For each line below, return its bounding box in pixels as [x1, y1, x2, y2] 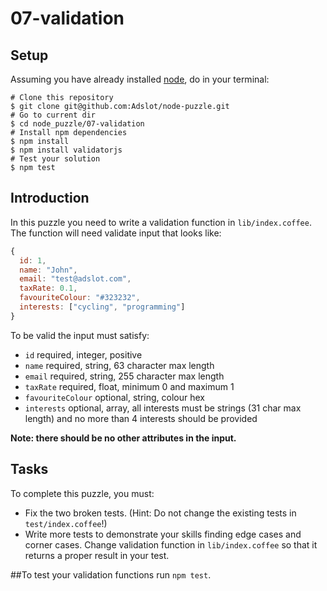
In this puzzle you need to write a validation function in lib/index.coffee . [10, 216, 312, 228]
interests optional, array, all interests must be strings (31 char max [24, 402, 302, 414]
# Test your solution [10, 154, 101, 164]
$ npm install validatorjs [10, 145, 123, 155]
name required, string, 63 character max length [24, 359, 215, 371]
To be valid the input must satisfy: [10, 329, 150, 341]
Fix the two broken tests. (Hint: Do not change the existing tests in [24, 507, 297, 519]
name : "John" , [19, 265, 78, 275]
